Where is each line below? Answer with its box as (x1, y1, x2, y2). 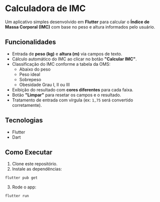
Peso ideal (19, 71, 40, 77)
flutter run (5, 194, 29, 199)
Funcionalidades (5, 38, 57, 46)
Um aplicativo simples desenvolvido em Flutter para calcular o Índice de (5, 19, 150, 25)
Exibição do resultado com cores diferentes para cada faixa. (12, 87, 134, 92)
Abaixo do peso (19, 66, 51, 72)
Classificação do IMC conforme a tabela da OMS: (12, 61, 111, 67)
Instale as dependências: (12, 166, 62, 172)
